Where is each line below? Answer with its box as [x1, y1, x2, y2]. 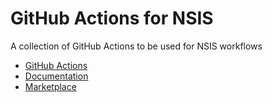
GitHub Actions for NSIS [10, 7, 214, 30]
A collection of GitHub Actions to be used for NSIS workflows [10, 40, 263, 52]
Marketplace [24, 80, 77, 92]
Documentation [24, 70, 89, 82]
